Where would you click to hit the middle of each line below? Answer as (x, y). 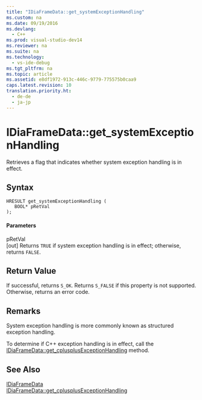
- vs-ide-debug (31, 63)
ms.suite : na (23, 52)
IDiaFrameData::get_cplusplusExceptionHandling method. (78, 350)
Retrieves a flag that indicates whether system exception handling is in (94, 162)
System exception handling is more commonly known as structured (90, 326)
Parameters (21, 225)
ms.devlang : (21, 29)
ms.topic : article (29, 74)
